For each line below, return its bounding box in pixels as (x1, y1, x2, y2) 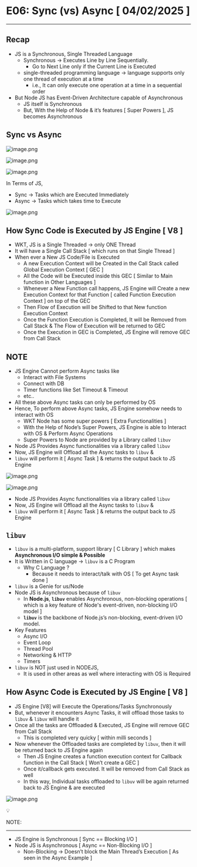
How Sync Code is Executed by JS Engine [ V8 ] (6, 225, 184, 236)
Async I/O (23, 633, 48, 640)
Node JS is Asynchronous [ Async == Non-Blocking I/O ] (14, 842, 152, 849)
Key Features (14, 627, 47, 633)
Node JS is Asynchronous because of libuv (14, 589, 121, 596)
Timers (23, 658, 41, 665)
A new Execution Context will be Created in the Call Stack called (23, 260, 179, 267)
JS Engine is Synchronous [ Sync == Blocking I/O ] (14, 835, 138, 842)
